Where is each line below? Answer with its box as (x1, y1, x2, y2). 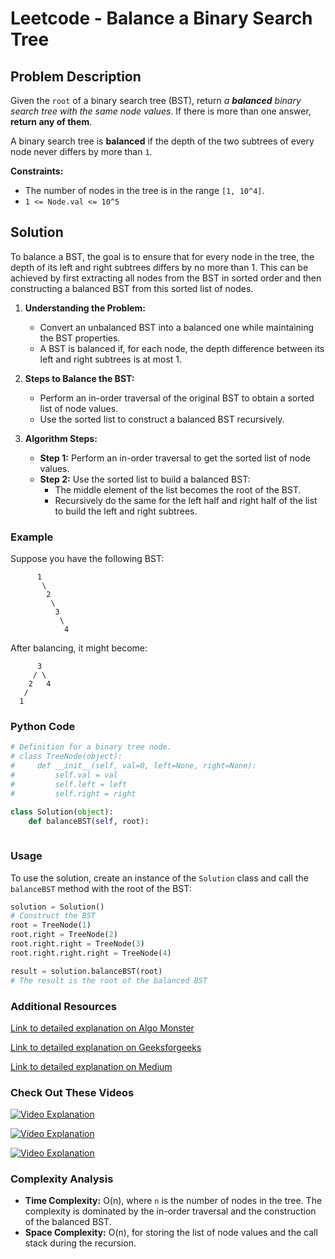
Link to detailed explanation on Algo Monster (10, 1022, 195, 1034)
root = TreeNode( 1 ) (10, 920, 92, 931)
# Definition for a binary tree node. (10, 742, 172, 752)
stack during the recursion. (24, 1237, 137, 1249)
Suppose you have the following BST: (10, 553, 165, 565)
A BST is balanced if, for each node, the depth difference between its (39, 342, 325, 354)
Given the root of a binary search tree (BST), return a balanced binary (10, 95, 302, 106)
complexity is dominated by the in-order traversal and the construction (24, 1205, 317, 1217)
